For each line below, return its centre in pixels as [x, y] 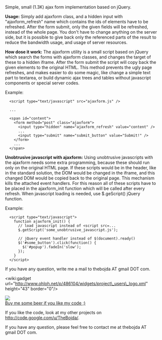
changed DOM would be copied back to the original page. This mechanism [80, 178]
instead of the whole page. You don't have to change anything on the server [81, 32]
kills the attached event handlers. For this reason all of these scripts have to [81, 183]
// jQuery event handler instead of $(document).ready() [77, 239]
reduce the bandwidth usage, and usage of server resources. [66, 42]
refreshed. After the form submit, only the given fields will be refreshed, [77, 27]
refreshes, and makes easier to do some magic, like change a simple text [78, 72]
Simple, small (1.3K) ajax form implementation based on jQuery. [68, 7]
